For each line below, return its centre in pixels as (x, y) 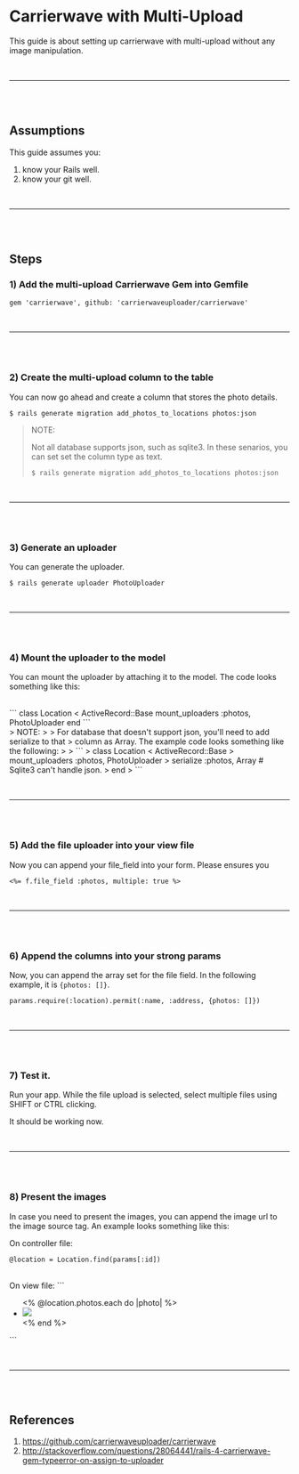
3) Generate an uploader (63, 547)
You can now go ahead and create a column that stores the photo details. (143, 397)
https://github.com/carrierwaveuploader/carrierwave (119, 1442)
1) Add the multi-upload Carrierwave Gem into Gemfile (129, 285)
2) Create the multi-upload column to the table (111, 377)
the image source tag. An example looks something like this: (119, 1226)
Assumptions (47, 131)
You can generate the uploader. (67, 567)
